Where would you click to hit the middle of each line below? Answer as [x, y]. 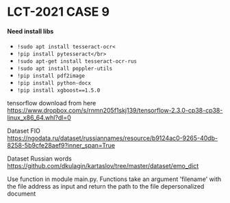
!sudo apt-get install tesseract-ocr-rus [77, 62]
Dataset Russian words [39, 159]
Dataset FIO [24, 131]
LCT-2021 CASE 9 [58, 12]
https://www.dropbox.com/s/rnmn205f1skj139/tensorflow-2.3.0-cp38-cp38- [115, 111]
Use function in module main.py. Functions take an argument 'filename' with [114, 179]
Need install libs [30, 31]
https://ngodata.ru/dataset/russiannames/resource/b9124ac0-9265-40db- [112, 138]
